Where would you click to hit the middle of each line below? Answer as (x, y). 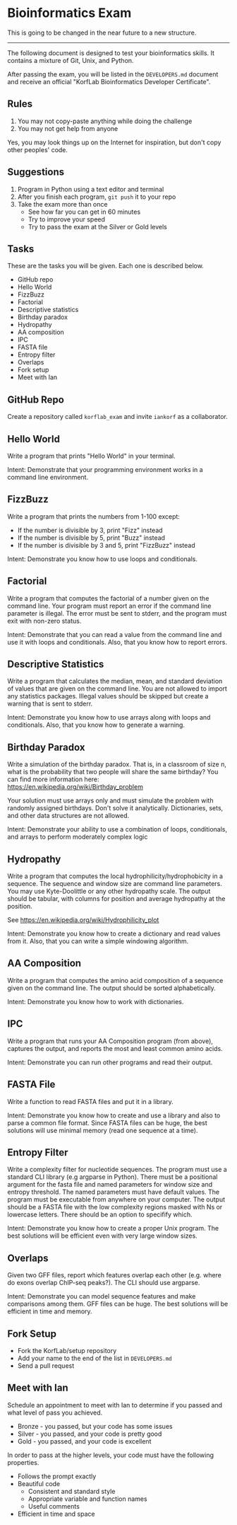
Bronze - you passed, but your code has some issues (95, 1426)
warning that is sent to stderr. (50, 704)
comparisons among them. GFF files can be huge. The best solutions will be (118, 1304)
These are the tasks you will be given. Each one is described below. (106, 266)
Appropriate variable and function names (87, 1499)
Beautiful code (39, 1483)
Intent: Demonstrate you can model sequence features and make (102, 1296)
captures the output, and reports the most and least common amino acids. (115, 1048)
